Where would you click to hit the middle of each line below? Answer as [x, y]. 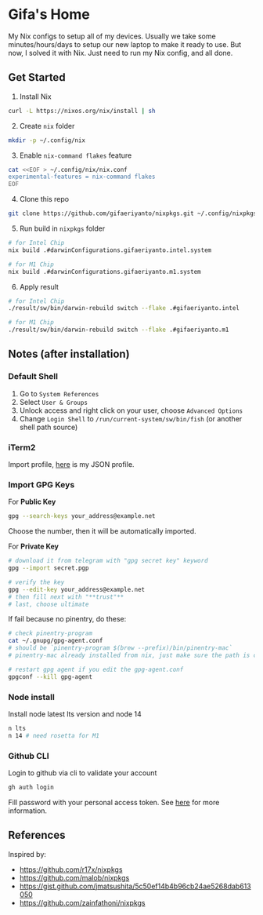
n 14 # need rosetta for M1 [54, 735]
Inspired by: [27, 854]
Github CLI [29, 756]
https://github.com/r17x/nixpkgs [71, 869]
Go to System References [59, 393]
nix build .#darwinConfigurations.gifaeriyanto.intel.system [110, 250]
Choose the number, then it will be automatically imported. [103, 531]
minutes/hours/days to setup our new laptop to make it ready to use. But [125, 44]
